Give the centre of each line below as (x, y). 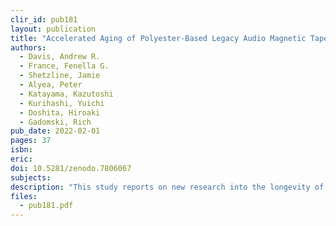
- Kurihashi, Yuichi (62, 103)
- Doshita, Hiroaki (60, 112)
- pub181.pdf (46, 206)
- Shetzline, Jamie (60, 76)
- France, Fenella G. (64, 66)
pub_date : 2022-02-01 (55, 131)
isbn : (21, 150)
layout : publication (53, 29)
